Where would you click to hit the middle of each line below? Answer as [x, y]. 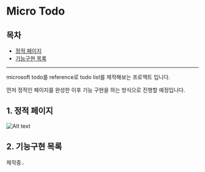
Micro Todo [36, 11]
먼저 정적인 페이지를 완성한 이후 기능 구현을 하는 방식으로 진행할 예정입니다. [96, 90]
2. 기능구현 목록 [34, 147]
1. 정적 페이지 [30, 111]
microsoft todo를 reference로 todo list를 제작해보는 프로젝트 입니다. [88, 77]
